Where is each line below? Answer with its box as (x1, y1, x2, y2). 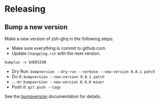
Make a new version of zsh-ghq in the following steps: (4, 36, 114, 42)
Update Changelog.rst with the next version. (11, 50, 101, 56)
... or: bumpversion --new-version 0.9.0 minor (11, 79, 104, 84)
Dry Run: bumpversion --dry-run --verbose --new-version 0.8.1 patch (11, 68, 155, 74)
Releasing (4, 3, 46, 15)
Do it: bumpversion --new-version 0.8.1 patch (11, 74, 105, 79)
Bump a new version (4, 23, 68, 31)
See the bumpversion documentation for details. (4, 94, 101, 99)
